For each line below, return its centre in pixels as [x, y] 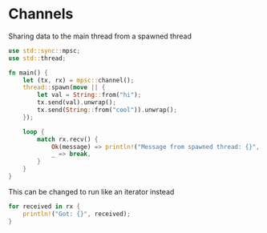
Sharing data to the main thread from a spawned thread [100, 36]
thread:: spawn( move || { [64, 88]
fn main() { [28, 73]
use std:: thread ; [37, 58]
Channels [41, 14]
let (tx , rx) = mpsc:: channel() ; [79, 80]
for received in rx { [44, 206]
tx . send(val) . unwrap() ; [77, 102]
